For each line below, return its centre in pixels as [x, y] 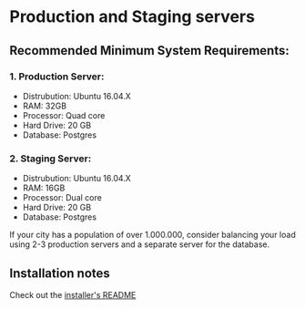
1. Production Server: [57, 77]
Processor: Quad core [64, 115]
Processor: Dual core [62, 198]
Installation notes [60, 273]
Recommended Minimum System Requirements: [149, 51]
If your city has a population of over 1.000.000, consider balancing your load [152, 235]
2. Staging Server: [51, 159]
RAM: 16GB [44, 188]
